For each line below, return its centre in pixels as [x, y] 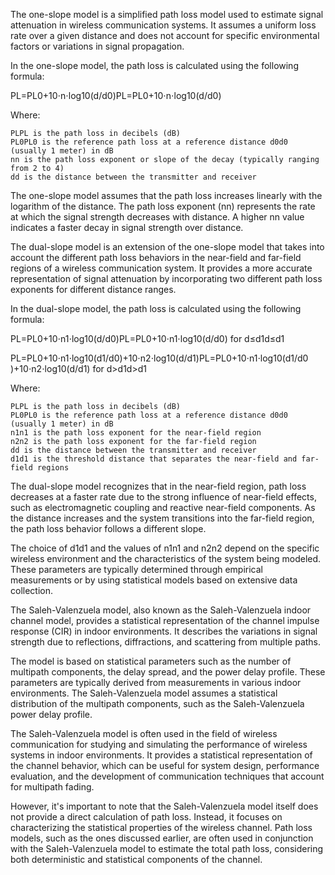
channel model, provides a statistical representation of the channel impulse [165, 620]
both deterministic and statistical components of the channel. [136, 859]
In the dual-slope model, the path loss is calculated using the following [156, 308]
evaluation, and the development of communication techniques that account [167, 776]
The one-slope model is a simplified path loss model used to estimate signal [167, 14]
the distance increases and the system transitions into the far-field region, [162, 518]
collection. [32, 590]
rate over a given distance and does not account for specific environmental [165, 35]
